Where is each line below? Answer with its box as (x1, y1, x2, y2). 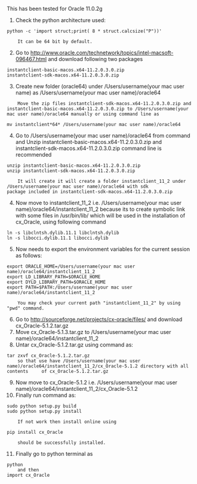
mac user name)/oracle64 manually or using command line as (7, 111, 160, 117)
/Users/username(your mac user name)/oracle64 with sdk (7, 183, 149, 189)
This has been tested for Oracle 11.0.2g (7, 5, 103, 12)
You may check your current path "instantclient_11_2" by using (17, 300, 181, 306)
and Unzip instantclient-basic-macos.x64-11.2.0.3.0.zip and (15, 139, 162, 145)
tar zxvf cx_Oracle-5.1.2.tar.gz (7, 353, 90, 359)
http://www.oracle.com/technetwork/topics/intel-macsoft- (30, 49, 174, 56)
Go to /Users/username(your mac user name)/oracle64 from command (15, 132, 190, 139)
